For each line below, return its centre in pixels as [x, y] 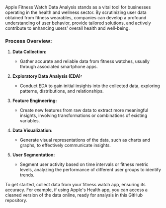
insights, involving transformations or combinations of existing [83, 115]
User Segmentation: [34, 155]
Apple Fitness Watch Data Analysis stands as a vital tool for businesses [78, 7]
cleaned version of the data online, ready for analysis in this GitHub [74, 195]
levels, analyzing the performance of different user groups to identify [90, 170]
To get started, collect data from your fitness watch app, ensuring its [75, 185]
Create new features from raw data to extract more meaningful [84, 110]
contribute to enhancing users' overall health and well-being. [68, 28]
